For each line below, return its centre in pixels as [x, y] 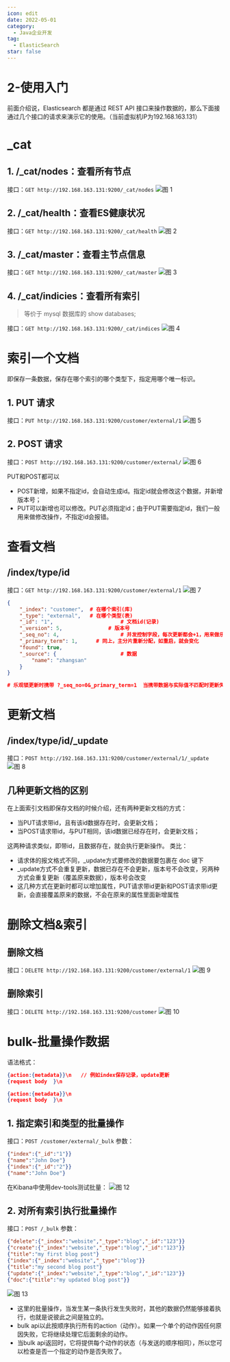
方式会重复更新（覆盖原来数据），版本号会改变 [81, 877]
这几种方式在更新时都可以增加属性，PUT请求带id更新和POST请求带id [114, 886]
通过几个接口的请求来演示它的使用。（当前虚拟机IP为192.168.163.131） [104, 117]
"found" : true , [41, 647]
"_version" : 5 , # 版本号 [75, 629]
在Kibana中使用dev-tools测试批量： [57, 1187]
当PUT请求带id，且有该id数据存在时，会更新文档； [88, 823]
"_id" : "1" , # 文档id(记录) [89, 622]
